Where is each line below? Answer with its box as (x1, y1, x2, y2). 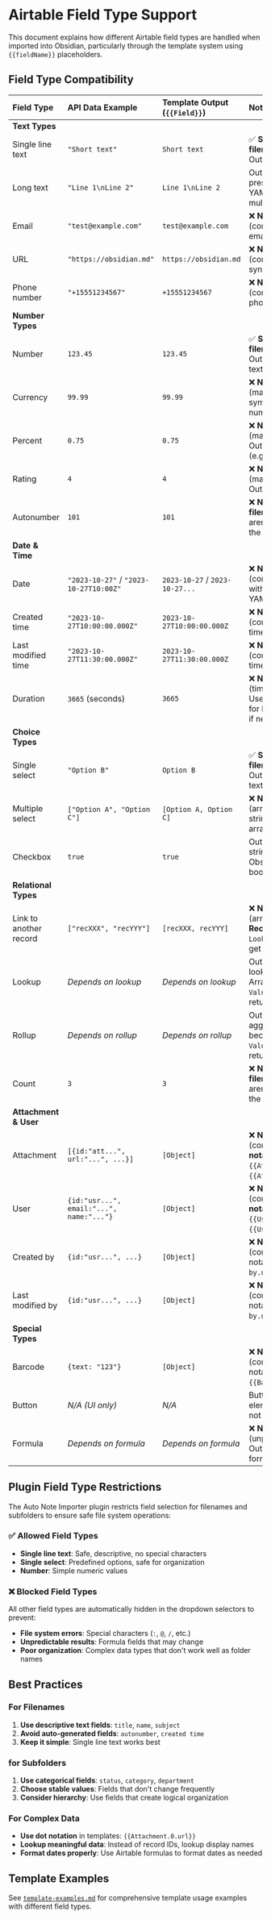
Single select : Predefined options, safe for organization (19, 1557, 206, 1567)
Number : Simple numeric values (19, 1566, 128, 1576)
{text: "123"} (67, 1362, 122, 1372)
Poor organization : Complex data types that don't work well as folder (19, 1646, 252, 1655)
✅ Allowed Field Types (8, 1530, 98, 1542)
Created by (12, 1251, 55, 1263)
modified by (12, 1300, 58, 1311)
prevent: (8, 1613, 36, 1622)
